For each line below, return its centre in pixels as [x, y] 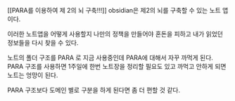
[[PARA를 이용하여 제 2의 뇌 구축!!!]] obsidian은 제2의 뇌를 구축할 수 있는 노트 [114, 10]
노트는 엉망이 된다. [33, 75]
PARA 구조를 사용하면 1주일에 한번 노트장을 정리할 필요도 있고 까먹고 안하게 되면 [117, 66]
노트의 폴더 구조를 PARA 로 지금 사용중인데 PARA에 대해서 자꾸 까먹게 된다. [110, 58]
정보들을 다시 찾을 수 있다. [43, 43]
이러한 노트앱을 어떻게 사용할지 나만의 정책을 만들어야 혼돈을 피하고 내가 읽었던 [115, 34]
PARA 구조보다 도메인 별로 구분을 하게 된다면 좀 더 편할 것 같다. [94, 90]
